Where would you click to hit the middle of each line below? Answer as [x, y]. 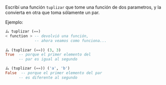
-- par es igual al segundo [48, 59]
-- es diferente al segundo [48, 77]
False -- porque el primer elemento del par [54, 73]
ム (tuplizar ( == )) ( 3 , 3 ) [33, 50]
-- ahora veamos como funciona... [71, 40]
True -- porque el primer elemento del [48, 54]
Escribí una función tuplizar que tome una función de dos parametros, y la [83, 7]
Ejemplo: [14, 22]
